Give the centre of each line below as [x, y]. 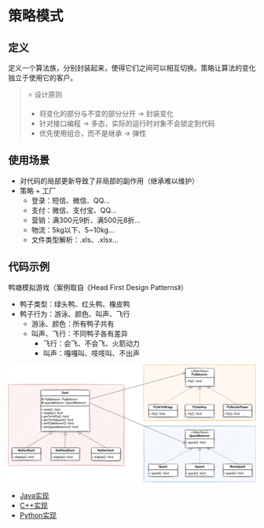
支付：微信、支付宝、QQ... [74, 210]
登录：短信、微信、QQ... [70, 200]
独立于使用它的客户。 [42, 78]
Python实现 [38, 515]
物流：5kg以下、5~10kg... [73, 229]
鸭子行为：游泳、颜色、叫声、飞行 [75, 313]
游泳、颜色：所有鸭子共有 [73, 324]
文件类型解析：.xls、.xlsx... [75, 240]
